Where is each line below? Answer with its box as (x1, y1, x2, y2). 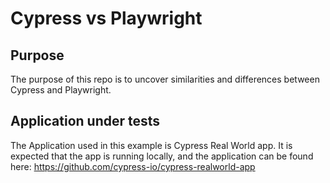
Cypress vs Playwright (10, 7, 203, 30)
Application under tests (10, 113, 161, 130)
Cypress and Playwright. (10, 84, 112, 96)
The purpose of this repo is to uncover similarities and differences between (10, 73, 320, 85)
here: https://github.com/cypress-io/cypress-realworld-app (10, 160, 256, 172)
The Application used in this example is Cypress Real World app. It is (10, 139, 293, 151)
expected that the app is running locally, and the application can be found (10, 150, 314, 162)
